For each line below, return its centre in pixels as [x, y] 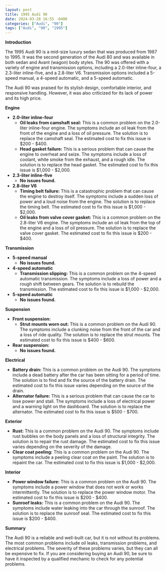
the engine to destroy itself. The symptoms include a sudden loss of [89, 197]
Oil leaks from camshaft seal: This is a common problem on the [85, 123]
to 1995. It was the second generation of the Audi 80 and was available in [80, 57]
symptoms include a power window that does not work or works [78, 487]
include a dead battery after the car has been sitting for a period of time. [86, 375]
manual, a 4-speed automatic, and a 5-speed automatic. [76, 78]
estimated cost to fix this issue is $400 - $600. [67, 340]
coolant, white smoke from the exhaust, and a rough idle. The [82, 159]
